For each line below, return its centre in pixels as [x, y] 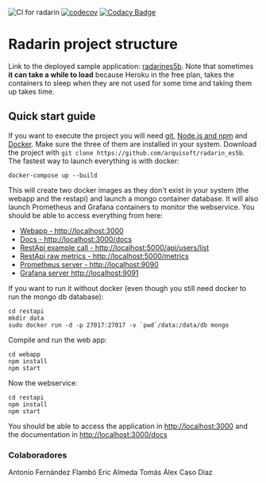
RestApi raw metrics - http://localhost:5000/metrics [104, 256]
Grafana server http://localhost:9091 [79, 273]
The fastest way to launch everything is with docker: [94, 161]
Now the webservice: [43, 383]
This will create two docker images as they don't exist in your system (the [129, 190]
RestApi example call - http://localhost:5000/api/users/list [114, 247]
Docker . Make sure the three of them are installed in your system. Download [132, 144]
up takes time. [31, 91]
